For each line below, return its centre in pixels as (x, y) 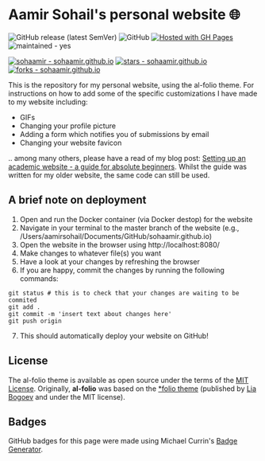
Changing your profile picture (68, 126)
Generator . (26, 449)
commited (23, 300)
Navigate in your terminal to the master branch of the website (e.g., (129, 228)
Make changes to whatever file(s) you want (90, 253)
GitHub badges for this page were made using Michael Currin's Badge (123, 441)
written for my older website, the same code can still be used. (109, 175)
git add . (25, 307)
